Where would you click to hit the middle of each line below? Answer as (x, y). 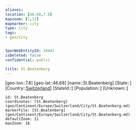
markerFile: (17, 110)
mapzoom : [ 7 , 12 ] (22, 19)
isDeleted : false (23, 55)
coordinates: (19, 102)
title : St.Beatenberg (28, 69)
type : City (16, 28)
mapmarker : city (22, 24)
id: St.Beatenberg (24, 97)
